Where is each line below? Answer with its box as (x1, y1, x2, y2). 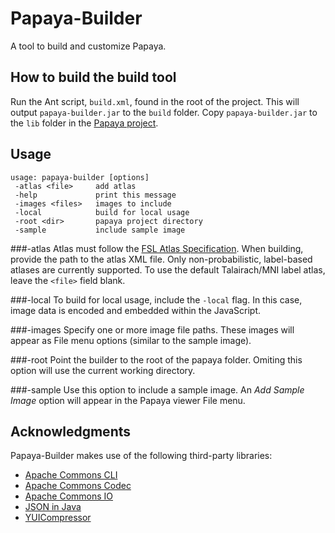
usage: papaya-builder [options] (10, 172, 150, 182)
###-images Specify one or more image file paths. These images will (10, 323, 295, 336)
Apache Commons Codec (24, 480, 132, 492)
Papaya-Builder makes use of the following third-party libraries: (10, 450, 273, 462)
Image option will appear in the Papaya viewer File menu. (10, 394, 246, 406)
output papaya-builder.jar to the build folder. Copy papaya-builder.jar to (10, 106, 318, 118)
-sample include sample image (14, 225, 186, 235)
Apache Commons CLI (24, 469, 118, 481)
